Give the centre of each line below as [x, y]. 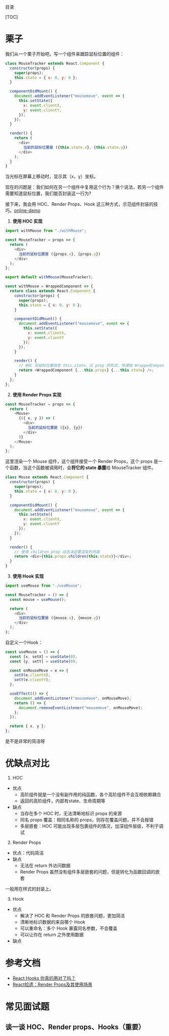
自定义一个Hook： [24, 642]
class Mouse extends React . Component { [47, 477]
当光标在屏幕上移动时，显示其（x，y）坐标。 [52, 176]
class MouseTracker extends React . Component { [55, 63]
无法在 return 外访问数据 [45, 865]
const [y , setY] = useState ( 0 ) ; [44, 661]
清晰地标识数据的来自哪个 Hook [53, 922]
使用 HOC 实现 [27, 221]
